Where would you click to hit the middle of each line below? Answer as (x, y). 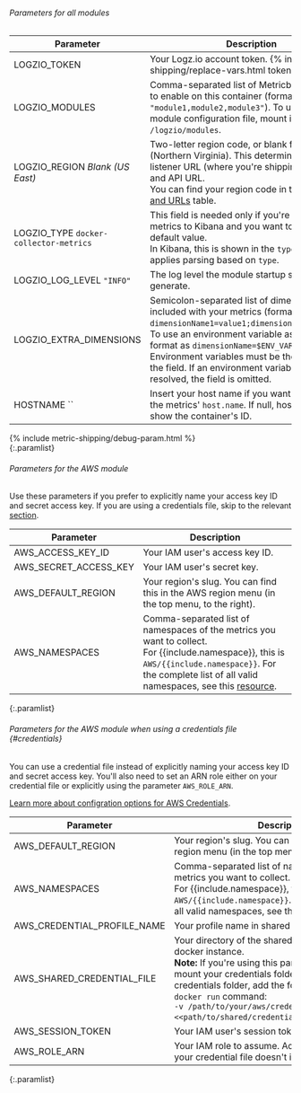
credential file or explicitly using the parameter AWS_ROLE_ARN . (121, 785)
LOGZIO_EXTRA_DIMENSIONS (77, 339)
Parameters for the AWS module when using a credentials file (123, 729)
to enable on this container (206, 96)
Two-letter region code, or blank (219, 145)
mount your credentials (223, 974)
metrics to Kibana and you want (217, 226)
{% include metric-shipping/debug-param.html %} (103, 438)
